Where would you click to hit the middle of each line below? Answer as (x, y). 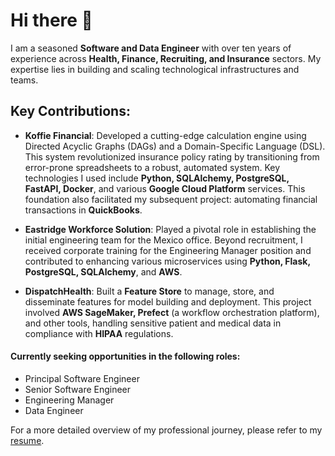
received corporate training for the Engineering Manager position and (168, 250)
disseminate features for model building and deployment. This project (168, 301)
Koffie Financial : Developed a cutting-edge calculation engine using (165, 135)
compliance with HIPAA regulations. (99, 333)
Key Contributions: (70, 111)
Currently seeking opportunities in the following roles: (125, 356)
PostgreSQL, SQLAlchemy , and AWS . (103, 271)
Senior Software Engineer (78, 389)
